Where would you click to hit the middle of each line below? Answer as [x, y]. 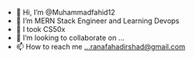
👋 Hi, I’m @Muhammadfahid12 [65, 12]
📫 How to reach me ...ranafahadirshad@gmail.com [101, 47]
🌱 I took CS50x [40, 29]
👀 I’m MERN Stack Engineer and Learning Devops [97, 21]
